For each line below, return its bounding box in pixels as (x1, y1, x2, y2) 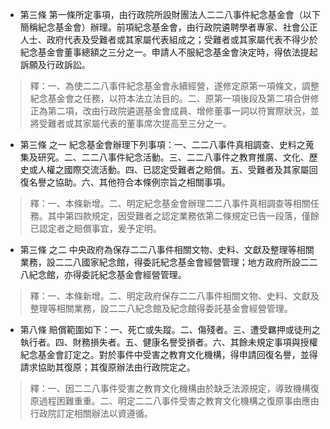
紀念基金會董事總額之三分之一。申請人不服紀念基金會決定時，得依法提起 (19, 46, 318, 58)
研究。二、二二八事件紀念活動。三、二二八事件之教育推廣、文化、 (37, 151, 310, 163)
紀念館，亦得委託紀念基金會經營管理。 (28, 269, 187, 280)
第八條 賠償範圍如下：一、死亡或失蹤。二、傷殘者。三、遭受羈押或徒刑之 (19, 324, 321, 335)
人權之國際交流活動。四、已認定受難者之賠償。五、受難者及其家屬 (37, 164, 310, 175)
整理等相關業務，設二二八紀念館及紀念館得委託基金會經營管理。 (29, 303, 293, 314)
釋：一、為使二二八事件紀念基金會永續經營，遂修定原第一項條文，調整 (29, 80, 320, 92)
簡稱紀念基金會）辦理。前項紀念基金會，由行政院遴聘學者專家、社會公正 (19, 21, 318, 33)
